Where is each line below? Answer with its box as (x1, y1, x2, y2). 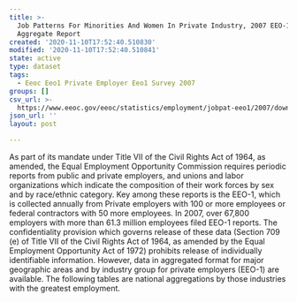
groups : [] (9, 87, 49, 95)
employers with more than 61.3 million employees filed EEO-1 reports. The (9, 217, 278, 228)
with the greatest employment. (9, 283, 121, 293)
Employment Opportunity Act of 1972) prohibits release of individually (9, 245, 263, 256)
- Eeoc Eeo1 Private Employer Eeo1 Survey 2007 (17, 79, 196, 87)
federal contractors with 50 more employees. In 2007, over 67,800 (9, 208, 250, 218)
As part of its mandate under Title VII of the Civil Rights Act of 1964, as (9, 152, 266, 162)
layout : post (9, 120, 57, 129)
